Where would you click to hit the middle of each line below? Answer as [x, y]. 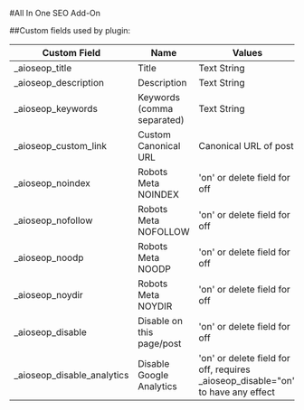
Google [153, 375]
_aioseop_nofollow [53, 220]
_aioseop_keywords [56, 109]
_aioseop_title [43, 68]
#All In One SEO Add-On [55, 13]
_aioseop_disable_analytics [71, 375]
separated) [161, 120]
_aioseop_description [59, 83]
